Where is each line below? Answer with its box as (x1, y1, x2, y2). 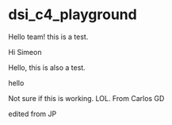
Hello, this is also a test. (8, 62, 86, 72)
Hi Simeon (8, 47, 42, 57)
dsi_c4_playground (8, 6, 137, 24)
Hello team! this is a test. (8, 32, 89, 41)
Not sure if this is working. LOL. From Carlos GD (8, 93, 165, 103)
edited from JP (8, 109, 57, 119)
